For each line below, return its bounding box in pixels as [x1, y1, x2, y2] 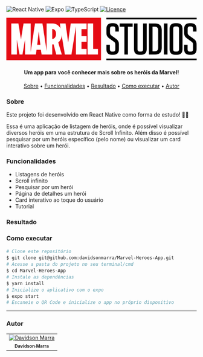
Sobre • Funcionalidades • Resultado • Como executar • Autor [23, 82, 180, 89]
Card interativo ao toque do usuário [14, 196, 104, 204]
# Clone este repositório [6, 248, 71, 255]
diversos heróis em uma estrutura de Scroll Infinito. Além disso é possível [6, 129, 189, 136]
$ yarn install [6, 280, 45, 286]
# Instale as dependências [6, 274, 74, 280]
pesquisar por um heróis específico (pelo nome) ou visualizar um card [6, 135, 181, 143]
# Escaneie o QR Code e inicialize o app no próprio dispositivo [6, 300, 174, 306]
